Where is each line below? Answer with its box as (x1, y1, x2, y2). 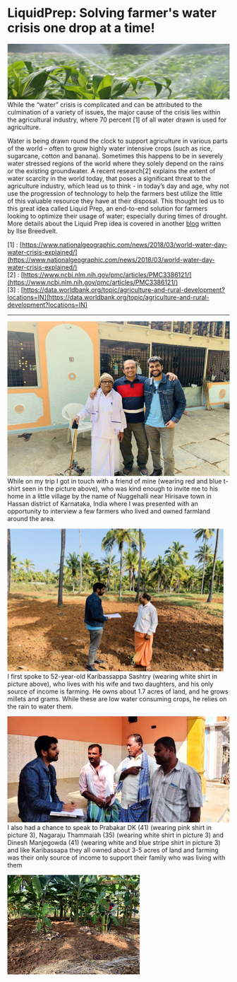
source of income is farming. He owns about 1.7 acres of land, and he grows (7, 687, 229, 696)
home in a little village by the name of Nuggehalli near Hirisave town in (7, 492, 212, 501)
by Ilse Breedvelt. (7, 227, 58, 235)
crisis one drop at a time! (7, 20, 155, 36)
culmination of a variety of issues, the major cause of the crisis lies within (7, 108, 221, 117)
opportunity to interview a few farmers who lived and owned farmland (7, 507, 210, 515)
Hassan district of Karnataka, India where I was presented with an (7, 500, 199, 508)
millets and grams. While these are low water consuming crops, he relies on (7, 695, 227, 703)
